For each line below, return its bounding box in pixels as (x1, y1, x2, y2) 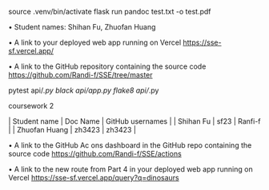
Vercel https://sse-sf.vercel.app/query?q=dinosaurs (8, 173, 179, 182)
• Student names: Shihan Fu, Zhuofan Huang (8, 22, 156, 31)
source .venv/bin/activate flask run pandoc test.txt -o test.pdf (8, 7, 211, 16)
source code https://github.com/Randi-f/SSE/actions (8, 149, 182, 158)
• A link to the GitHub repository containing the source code (8, 61, 207, 71)
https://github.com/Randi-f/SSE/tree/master (8, 70, 154, 79)
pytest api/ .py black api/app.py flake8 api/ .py (8, 85, 159, 95)
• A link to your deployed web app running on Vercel (8, 38, 182, 47)
